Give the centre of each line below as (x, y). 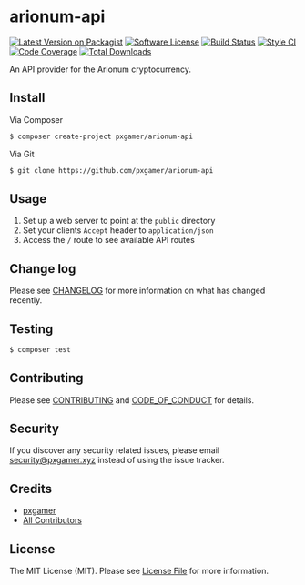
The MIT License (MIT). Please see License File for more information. (139, 571)
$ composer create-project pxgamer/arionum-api (102, 136)
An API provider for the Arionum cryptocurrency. (101, 69)
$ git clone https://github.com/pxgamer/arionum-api (112, 170)
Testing (31, 329)
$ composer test (40, 349)
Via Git (22, 154)
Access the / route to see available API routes (109, 240)
